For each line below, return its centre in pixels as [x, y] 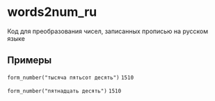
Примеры [30, 61]
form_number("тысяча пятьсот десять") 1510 [71, 77]
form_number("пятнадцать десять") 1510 [64, 91]
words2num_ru [52, 12]
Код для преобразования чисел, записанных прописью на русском [108, 31]
